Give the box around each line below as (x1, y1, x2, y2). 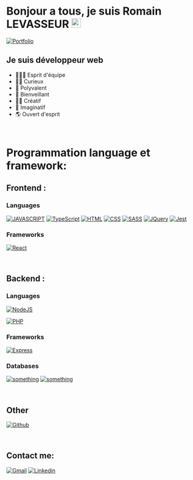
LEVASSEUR (6, 17, 69, 31)
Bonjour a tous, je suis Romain (6, 4, 162, 18)
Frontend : (6, 183, 47, 193)
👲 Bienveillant (15, 90, 50, 98)
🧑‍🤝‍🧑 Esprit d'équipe (15, 71, 66, 79)
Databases (6, 361, 39, 370)
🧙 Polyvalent (15, 84, 47, 91)
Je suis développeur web (6, 55, 104, 65)
